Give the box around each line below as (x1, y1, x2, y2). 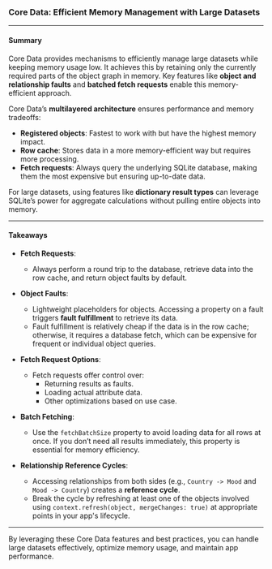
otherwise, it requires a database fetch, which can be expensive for (32, 330, 257, 339)
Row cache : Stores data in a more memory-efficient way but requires (19, 145, 251, 155)
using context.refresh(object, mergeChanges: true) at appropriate (32, 502, 257, 511)
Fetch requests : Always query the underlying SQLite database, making (19, 162, 257, 172)
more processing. (19, 153, 79, 164)
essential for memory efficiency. (32, 445, 140, 455)
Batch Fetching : (19, 412, 74, 421)
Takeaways (8, 231, 48, 240)
